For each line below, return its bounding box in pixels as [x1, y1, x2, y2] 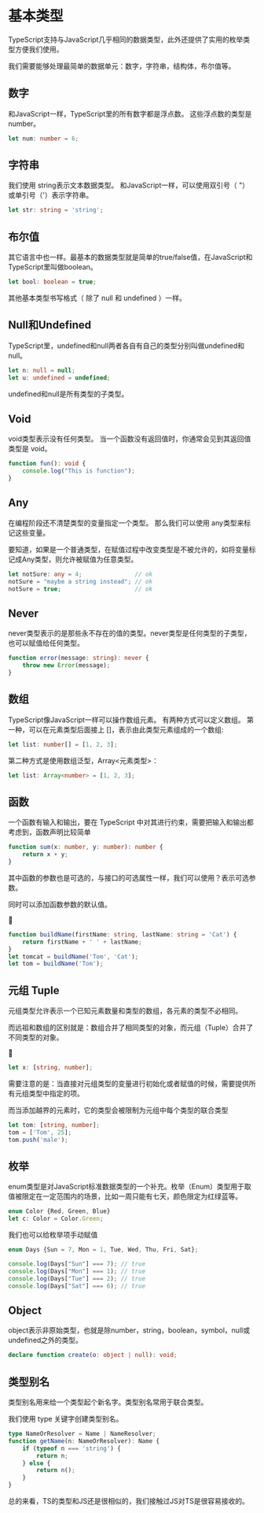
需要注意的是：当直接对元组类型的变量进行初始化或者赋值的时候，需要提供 [8, 1078, 249, 1088]
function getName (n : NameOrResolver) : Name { [8, 1437, 159, 1445]
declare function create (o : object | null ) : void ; [8, 1352, 178, 1359]
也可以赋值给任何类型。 [8, 639, 84, 648]
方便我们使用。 [14, 44, 64, 54]
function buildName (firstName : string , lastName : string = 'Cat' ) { [8, 930, 237, 938]
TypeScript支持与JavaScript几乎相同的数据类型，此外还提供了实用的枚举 [8, 35, 244, 44]
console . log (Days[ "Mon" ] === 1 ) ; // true [8, 1267, 146, 1275]
